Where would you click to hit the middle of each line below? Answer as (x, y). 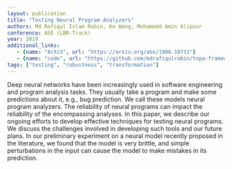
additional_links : (33, 46)
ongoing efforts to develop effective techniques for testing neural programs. (115, 121)
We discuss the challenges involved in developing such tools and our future (115, 128)
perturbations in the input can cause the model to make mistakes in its (107, 150)
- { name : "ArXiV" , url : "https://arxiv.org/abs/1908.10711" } (106, 52)
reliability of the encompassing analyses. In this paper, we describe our (108, 114)
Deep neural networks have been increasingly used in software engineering (115, 84)
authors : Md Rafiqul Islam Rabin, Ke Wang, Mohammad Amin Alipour (105, 26)
